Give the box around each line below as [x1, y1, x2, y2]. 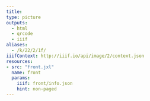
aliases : [6, 42, 28, 48]
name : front [11, 70, 42, 75]
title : [6, 8, 23, 15]
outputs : [6, 20, 28, 26]
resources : [6, 58, 33, 64]
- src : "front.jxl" [6, 64, 55, 70]
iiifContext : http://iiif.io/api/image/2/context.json [6, 53, 145, 59]
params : [11, 75, 31, 81]
